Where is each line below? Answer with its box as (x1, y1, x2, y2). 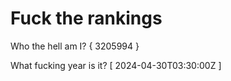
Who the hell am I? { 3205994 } (10, 40, 140, 52)
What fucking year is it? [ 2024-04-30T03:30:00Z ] (10, 59, 222, 71)
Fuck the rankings (10, 7, 163, 30)
